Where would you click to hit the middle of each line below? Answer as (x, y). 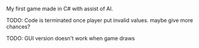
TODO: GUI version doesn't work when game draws (71, 38)
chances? (18, 27)
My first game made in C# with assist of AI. (60, 9)
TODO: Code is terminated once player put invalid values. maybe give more (100, 20)
